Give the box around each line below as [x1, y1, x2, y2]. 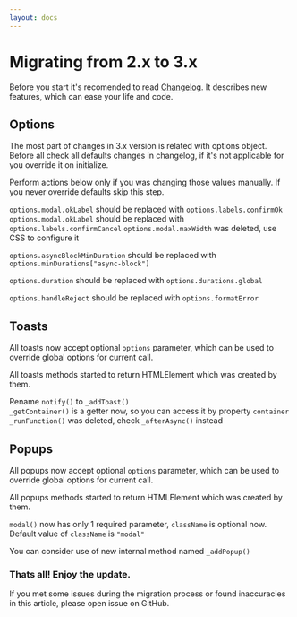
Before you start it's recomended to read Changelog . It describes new [9, 82, 267, 92]
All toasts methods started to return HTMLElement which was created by [9, 369, 277, 380]
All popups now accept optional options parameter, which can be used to [9, 465, 280, 475]
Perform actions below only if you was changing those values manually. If [9, 177, 281, 188]
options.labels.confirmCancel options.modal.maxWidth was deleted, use [9, 223, 277, 234]
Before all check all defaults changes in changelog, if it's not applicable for [9, 150, 284, 161]
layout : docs [9, 13, 58, 22]
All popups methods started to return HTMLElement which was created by [9, 492, 284, 502]
